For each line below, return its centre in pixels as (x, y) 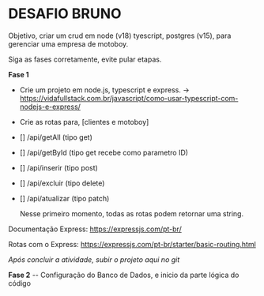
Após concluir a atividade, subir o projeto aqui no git (94, 259)
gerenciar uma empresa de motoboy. (68, 43)
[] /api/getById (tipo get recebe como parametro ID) (104, 152)
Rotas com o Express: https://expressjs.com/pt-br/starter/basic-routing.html (132, 244)
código (20, 283)
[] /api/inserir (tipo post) (59, 167)
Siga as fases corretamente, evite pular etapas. (85, 59)
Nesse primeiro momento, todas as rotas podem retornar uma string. (131, 213)
